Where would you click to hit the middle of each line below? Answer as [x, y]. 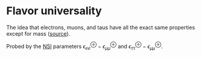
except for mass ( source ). [38, 33]
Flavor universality [54, 11]
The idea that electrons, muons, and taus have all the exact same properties [101, 27]
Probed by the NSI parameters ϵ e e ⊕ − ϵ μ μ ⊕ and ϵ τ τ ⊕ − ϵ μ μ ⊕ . [85, 46]
